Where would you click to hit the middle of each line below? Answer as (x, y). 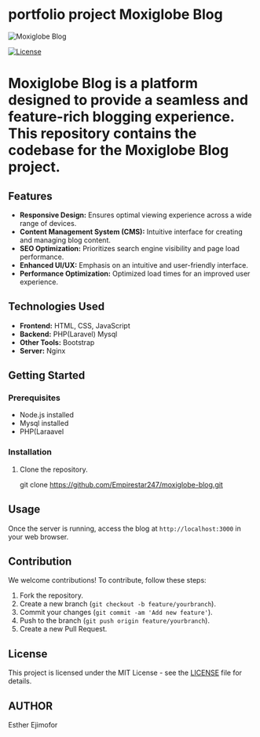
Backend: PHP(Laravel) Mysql (68, 334)
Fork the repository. (51, 595)
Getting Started (47, 376)
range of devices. (48, 223)
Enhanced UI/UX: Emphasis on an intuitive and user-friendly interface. (134, 265)
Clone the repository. (53, 469)
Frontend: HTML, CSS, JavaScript (75, 325)
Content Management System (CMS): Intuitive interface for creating (131, 231)
